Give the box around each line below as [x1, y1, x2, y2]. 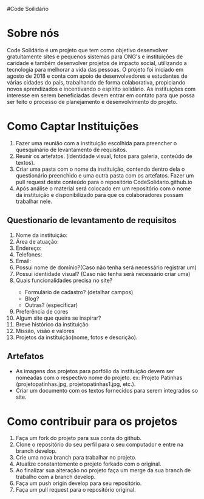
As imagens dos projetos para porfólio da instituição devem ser [15, 367, 175, 374]
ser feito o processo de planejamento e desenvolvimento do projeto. [7, 98, 178, 105]
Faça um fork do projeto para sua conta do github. [15, 435, 142, 442]
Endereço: [15, 244, 42, 252]
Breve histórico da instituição [15, 320, 89, 328]
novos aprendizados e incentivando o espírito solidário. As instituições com [7, 85, 196, 92]
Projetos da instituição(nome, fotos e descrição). [15, 334, 138, 341]
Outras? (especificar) [24, 301, 78, 309]
